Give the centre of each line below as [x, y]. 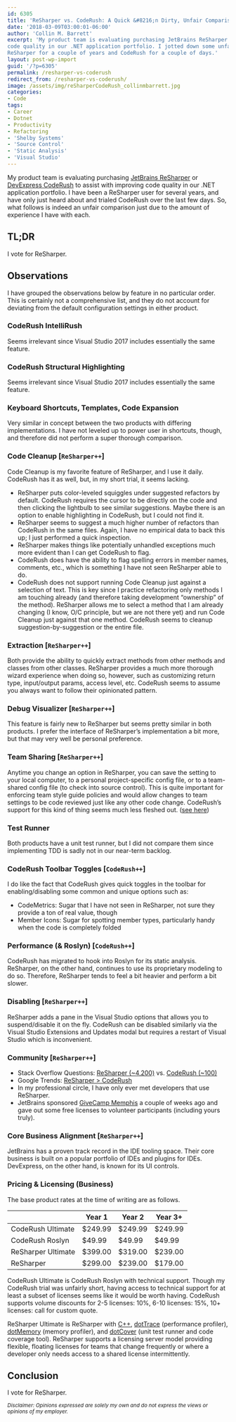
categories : [25, 92]
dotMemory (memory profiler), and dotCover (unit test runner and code [111, 1331]
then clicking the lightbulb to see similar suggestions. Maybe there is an [121, 507]
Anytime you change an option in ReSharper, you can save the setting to [112, 772]
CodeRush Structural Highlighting [66, 367]
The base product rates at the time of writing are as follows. [94, 1199]
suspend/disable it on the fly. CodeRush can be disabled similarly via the [112, 1024]
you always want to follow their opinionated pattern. [82, 690]
